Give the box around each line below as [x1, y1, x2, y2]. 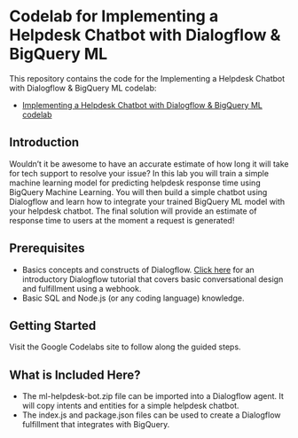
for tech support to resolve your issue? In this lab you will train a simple [9, 168, 269, 178]
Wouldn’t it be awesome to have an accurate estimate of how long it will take [9, 158, 289, 169]
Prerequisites [9, 241, 85, 256]
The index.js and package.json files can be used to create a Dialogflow [21, 410, 281, 420]
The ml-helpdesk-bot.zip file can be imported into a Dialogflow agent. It [21, 391, 284, 402]
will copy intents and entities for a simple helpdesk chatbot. [21, 401, 239, 411]
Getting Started [9, 317, 97, 333]
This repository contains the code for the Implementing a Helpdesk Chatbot [9, 73, 286, 83]
